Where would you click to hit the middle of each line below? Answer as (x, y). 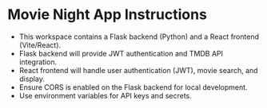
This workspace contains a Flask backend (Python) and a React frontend (139, 37)
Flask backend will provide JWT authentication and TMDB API (121, 53)
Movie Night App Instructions (107, 15)
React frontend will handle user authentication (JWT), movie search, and (138, 70)
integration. (38, 62)
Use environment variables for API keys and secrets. (106, 95)
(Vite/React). (40, 44)
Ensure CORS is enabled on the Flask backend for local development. (133, 87)
